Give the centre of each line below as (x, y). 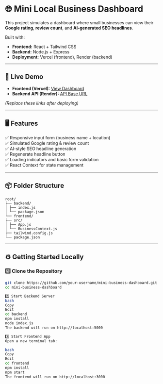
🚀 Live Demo (24, 77)
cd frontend (17, 363)
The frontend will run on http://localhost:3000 (55, 377)
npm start (15, 372)
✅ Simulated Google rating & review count (47, 143)
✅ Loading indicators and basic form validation (52, 159)
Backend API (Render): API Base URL (50, 94)
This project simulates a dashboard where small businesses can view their (79, 22)
